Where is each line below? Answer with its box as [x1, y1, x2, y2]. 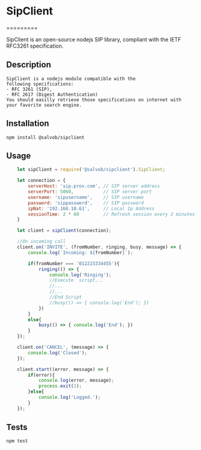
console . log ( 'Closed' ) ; [28, 349, 87, 356]
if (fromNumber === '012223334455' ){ [28, 260, 120, 266]
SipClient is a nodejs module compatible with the [6, 75, 136, 82]
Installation [6, 119, 49, 129]
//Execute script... [49, 277, 104, 284]
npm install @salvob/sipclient [6, 134, 85, 140]
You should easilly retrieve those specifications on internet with [6, 96, 182, 103]
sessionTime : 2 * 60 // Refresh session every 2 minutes [28, 211, 196, 217]
